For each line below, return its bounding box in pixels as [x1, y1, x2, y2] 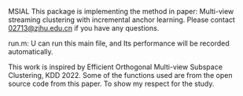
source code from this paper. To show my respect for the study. [8, 79, 215, 88]
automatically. [8, 47, 53, 56]
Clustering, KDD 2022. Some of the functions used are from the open [8, 71, 233, 79]
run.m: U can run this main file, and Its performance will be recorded [8, 39, 230, 48]
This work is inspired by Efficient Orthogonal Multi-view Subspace [8, 62, 223, 72]
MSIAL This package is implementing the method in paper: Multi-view [8, 7, 234, 16]
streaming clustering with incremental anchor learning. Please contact [8, 15, 236, 24]
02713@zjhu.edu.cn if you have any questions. [8, 24, 160, 32]
